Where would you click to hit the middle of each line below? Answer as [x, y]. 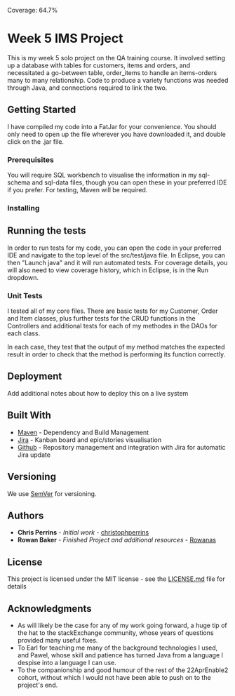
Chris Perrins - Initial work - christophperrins [83, 533]
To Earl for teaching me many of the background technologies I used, [117, 648]
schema [19, 182]
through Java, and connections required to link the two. [87, 88]
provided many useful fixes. [58, 640]
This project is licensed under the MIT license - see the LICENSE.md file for [116, 579]
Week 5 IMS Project [65, 39]
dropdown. [23, 277]
